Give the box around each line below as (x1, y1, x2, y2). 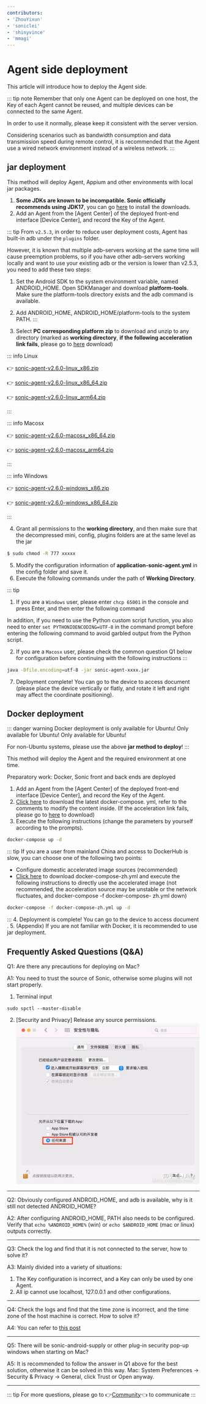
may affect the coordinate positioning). (15, 691, 114, 698)
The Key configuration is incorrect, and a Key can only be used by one (15, 1275, 193, 1282)
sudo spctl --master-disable (7, 1005, 81, 1012)
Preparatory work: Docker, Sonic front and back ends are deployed (7, 773, 176, 781)
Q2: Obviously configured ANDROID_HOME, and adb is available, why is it (7, 1196, 193, 1204)
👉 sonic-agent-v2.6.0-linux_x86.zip (7, 364, 99, 372)
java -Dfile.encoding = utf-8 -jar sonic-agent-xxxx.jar (7, 667, 150, 673)
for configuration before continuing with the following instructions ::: (15, 654, 188, 661)
